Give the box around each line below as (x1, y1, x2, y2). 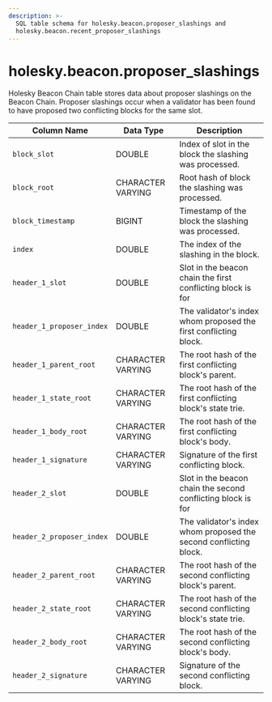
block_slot (12, 150, 54, 159)
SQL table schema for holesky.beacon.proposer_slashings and (15, 19, 227, 28)
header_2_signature (12, 671, 87, 680)
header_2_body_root (12, 637, 87, 647)
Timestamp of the (179, 206, 247, 217)
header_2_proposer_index (12, 532, 108, 542)
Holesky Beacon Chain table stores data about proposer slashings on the (8, 88, 253, 98)
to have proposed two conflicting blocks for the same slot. (8, 106, 203, 116)
